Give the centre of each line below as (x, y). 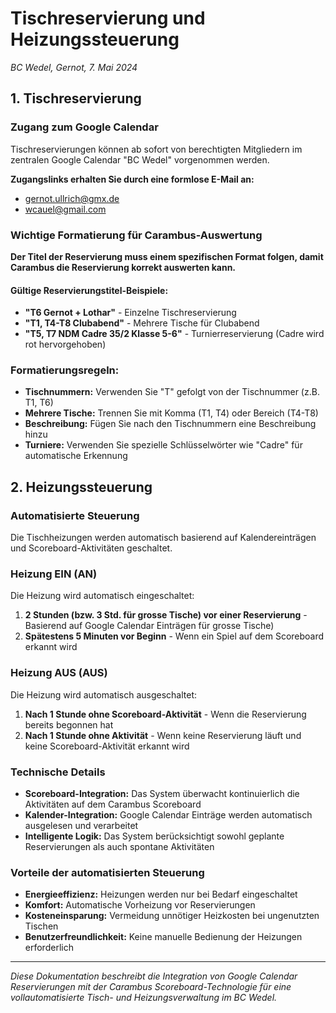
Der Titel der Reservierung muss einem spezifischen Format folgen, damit (167, 256)
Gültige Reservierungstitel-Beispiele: (89, 290)
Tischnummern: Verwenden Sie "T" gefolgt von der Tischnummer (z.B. (172, 392)
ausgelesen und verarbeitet (81, 825)
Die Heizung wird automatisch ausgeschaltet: (104, 694)
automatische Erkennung (76, 456)
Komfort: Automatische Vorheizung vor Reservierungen (140, 905)
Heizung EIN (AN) (54, 574)
